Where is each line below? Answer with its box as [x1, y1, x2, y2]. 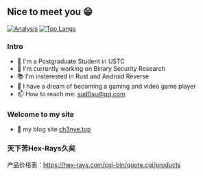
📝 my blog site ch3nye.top [16, 125, 91, 133]
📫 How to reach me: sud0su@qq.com [16, 90, 126, 98]
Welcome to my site [7, 110, 74, 120]
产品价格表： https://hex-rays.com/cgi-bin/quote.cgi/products [7, 160, 181, 168]
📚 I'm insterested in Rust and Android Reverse [16, 72, 150, 80]
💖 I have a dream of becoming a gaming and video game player [16, 82, 197, 91]
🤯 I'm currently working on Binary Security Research [16, 65, 166, 73]
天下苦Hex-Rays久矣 [7, 144, 76, 153]
